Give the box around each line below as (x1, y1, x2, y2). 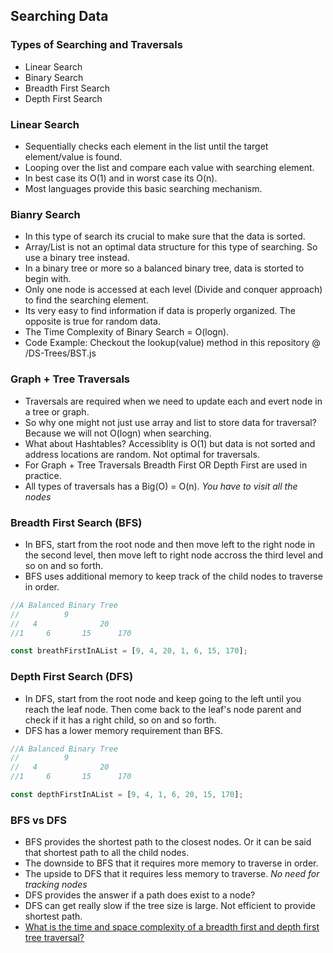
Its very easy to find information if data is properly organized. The (24, 305, 296, 317)
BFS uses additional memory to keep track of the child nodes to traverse (24, 570, 323, 582)
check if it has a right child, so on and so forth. (24, 714, 217, 726)
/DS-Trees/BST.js (24, 347, 97, 359)
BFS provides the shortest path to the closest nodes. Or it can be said (24, 836, 312, 848)
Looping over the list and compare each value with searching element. (24, 161, 315, 173)
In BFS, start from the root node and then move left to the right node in (24, 538, 316, 550)
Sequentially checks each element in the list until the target (24, 140, 269, 152)
